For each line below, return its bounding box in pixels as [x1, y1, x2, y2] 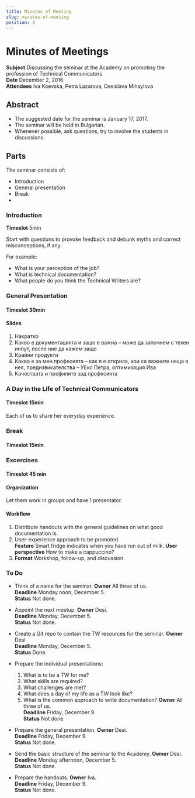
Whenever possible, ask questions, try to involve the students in [14, 128, 169, 135]
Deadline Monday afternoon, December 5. [14, 756, 117, 763]
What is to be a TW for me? [23, 671, 89, 678]
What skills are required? [23, 677, 83, 684]
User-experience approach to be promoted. [14, 536, 120, 543]
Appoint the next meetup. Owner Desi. [14, 606, 108, 613]
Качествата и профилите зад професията [14, 370, 118, 377]
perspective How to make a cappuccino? [14, 548, 114, 555]
